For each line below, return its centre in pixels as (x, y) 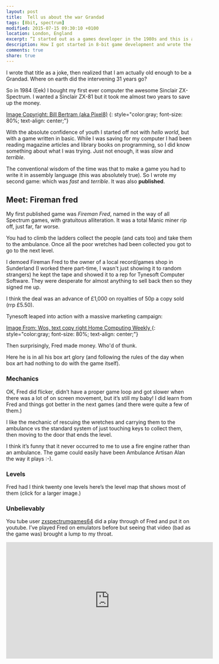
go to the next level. (30, 251)
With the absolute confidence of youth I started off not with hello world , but (98, 132)
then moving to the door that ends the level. (59, 434)
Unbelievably (26, 508)
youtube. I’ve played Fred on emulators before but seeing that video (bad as (98, 528)
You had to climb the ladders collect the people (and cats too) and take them (99, 238)
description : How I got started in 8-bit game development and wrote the (99, 45)
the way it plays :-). (30, 459)
